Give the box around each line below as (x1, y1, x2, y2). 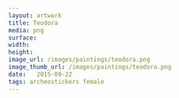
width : (8, 41, 30, 49)
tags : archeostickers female (8, 77, 105, 85)
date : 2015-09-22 (8, 70, 73, 78)
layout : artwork (8, 11, 62, 20)
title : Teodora (8, 19, 59, 27)
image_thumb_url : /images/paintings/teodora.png (8, 63, 172, 71)
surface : (8, 33, 37, 42)
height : (8, 48, 34, 56)
